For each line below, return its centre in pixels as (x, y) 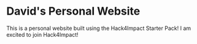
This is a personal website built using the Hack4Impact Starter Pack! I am (99, 28)
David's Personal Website (73, 11)
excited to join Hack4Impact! (42, 34)
